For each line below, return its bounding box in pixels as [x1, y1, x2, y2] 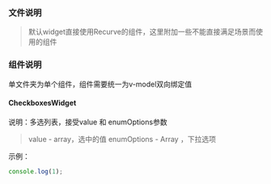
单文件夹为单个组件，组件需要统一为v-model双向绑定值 [8, 79, 193, 89]
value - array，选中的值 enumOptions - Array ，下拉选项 [28, 134, 217, 144]
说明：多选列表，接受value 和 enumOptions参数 [8, 117, 167, 127]
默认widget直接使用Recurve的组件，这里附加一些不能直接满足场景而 [28, 27, 256, 37]
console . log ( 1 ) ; [8, 167, 63, 175]
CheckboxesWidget [8, 98, 77, 108]
